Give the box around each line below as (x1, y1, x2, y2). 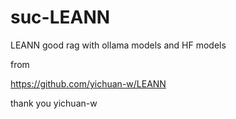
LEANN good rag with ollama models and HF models (10, 39, 227, 51)
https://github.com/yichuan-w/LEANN (10, 77, 167, 90)
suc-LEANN (10, 6, 111, 29)
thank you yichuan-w (10, 97, 98, 109)
